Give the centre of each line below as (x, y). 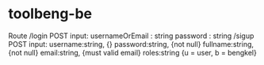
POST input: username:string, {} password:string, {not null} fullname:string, (131, 44)
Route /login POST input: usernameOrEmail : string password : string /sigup (131, 36)
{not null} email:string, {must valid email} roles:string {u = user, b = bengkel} (133, 52)
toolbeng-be (50, 14)
